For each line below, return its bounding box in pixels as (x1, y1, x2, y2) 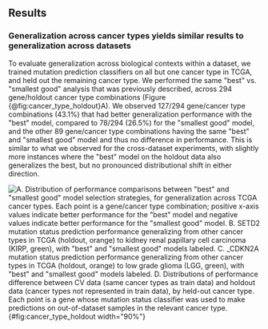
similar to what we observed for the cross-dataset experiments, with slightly (8, 143, 259, 153)
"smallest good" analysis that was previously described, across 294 (8, 84, 233, 93)
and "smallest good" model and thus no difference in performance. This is (8, 135, 253, 145)
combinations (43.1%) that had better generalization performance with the (8, 109, 252, 119)
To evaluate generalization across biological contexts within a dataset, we (8, 58, 251, 68)
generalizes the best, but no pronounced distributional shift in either (8, 160, 232, 170)
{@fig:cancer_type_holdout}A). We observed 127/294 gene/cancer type (8, 101, 246, 110)
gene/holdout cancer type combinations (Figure (8, 92, 166, 102)
